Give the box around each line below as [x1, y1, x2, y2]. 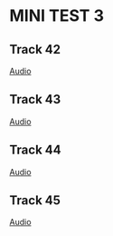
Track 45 [9, 192, 61, 209]
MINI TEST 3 [9, 5, 105, 26]
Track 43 [9, 92, 61, 107]
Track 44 [9, 143, 61, 158]
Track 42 [9, 42, 61, 57]
